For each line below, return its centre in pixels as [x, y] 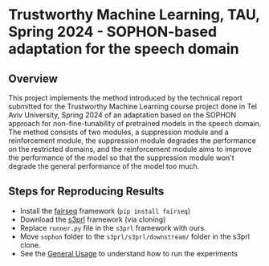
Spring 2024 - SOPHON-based [113, 32]
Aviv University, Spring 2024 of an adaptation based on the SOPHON [122, 115]
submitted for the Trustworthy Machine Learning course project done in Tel [132, 106]
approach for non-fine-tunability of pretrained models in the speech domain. [135, 123]
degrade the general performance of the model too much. [104, 166]
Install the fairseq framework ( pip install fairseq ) [105, 211]
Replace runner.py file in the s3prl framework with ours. [113, 227]
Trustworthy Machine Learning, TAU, [134, 15]
